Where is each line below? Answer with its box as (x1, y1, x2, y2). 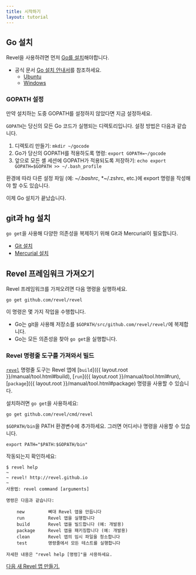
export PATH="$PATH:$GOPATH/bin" (6, 441, 88, 447)
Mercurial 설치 (14, 250, 49, 257)
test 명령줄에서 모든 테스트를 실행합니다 (16, 540, 121, 546)
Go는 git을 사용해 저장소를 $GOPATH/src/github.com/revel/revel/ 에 (14, 321, 173, 328)
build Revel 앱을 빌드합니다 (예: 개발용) (16, 521, 124, 527)
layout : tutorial (6, 14, 49, 20)
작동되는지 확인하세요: (6, 453, 57, 460)
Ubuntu (23, 73, 42, 80)
